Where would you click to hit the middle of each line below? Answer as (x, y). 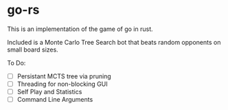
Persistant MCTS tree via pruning (64, 76)
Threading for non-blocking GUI (62, 84)
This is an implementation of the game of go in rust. (80, 29)
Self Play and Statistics (49, 92)
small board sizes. (33, 49)
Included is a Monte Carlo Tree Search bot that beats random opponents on (114, 42)
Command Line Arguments (55, 100)
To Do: (16, 63)
